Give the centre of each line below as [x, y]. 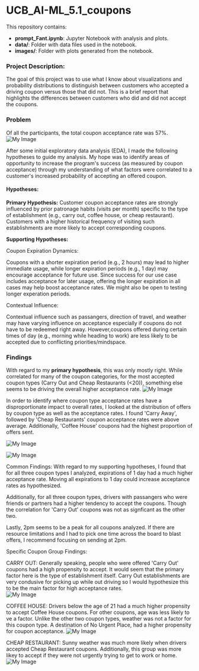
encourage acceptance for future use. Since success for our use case [92, 275]
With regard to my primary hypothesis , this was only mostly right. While [94, 370]
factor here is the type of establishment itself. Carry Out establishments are [98, 575]
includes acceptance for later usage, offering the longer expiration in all [93, 281]
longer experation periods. [38, 294]
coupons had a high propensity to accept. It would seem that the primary [95, 570]
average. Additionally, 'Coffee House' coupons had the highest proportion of [99, 426]
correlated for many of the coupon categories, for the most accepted [90, 377]
